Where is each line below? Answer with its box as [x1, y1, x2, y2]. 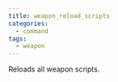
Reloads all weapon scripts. [8, 64, 100, 74]
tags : [8, 34, 27, 43]
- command [15, 27, 48, 35]
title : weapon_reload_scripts [8, 11, 111, 20]
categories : [8, 19, 48, 28]
